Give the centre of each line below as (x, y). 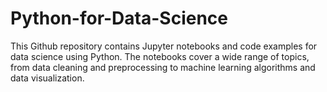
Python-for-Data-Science (119, 18)
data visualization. (47, 78)
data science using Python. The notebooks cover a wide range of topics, (160, 56)
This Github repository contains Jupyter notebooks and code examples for (164, 46)
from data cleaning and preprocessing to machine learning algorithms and (163, 67)
